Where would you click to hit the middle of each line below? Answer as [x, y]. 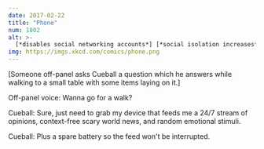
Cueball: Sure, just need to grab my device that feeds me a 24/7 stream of [128, 113]
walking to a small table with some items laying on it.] [94, 82]
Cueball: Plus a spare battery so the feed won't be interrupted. [109, 136]
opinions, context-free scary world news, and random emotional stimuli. [125, 121]
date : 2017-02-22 [37, 15]
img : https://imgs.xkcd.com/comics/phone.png [84, 52]
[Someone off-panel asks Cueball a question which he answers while [120, 74]
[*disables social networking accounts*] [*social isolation [117, 45]
